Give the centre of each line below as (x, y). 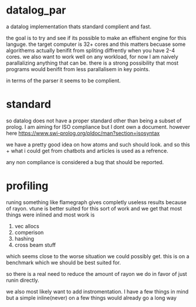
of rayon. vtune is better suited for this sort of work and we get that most (94, 208)
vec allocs (27, 226)
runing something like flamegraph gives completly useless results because (96, 202)
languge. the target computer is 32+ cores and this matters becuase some (96, 44)
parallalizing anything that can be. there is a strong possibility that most (92, 63)
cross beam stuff (35, 245)
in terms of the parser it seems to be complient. (64, 81)
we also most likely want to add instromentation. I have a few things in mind (97, 291)
